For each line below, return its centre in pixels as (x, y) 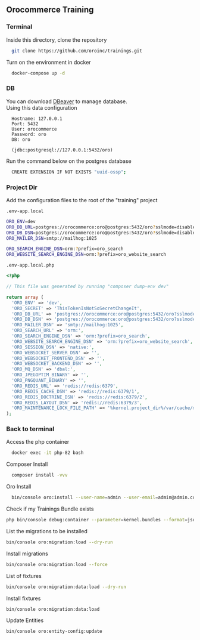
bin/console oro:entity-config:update (54, 632)
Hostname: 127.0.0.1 (37, 119)
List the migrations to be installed (47, 531)
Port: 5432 (25, 124)
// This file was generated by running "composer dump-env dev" (87, 287)
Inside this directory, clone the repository (57, 40)
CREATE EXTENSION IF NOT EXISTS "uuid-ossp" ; (69, 172)
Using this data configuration (42, 107)
